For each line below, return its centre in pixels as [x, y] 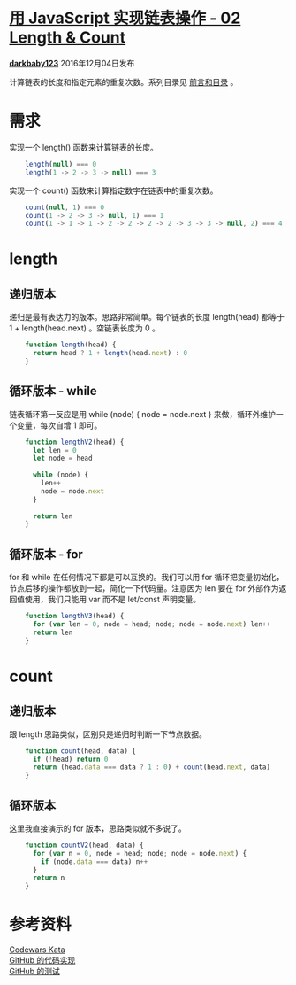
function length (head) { [71, 345]
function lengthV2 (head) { [75, 442]
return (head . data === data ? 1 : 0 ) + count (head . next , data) [152, 767]
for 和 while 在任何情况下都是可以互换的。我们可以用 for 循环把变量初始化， [147, 578]
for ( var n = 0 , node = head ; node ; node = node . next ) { [140, 853]
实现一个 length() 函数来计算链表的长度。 [84, 147]
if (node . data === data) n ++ [95, 861]
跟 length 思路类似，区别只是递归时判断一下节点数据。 [108, 734]
